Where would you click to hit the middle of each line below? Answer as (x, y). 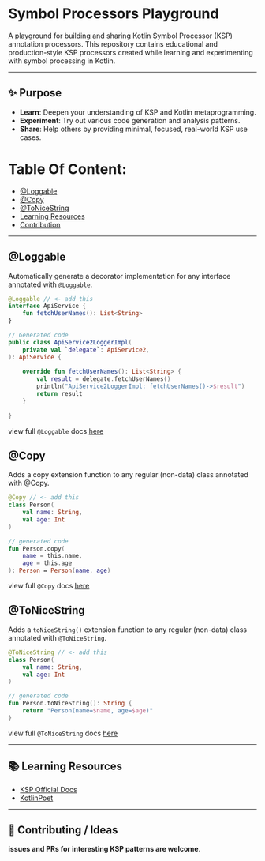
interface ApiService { (47, 306)
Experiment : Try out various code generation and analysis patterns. (130, 120)
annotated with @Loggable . (50, 284)
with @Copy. (29, 483)
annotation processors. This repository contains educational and (113, 43)
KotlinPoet (36, 798)
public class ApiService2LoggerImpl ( (70, 342)
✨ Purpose (35, 93)
